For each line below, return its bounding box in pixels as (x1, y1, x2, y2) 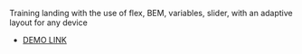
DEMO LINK (22, 35, 68, 45)
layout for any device (9, 17, 88, 28)
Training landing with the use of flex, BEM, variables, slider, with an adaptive (9, 8, 293, 18)
